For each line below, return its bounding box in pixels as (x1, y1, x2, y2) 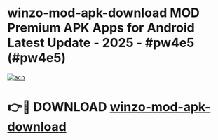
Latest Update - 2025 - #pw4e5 (7, 35, 195, 51)
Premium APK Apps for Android (7, 20, 195, 36)
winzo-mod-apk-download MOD (7, 5, 200, 21)
